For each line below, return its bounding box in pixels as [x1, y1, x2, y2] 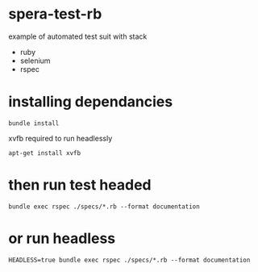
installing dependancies [8, 93, 173, 111]
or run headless [8, 229, 116, 247]
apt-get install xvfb [8, 149, 81, 157]
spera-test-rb [8, 5, 102, 23]
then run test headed [8, 176, 152, 195]
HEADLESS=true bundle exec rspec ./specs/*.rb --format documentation [8, 256, 251, 264]
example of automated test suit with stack [8, 31, 148, 41]
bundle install [8, 119, 60, 128]
